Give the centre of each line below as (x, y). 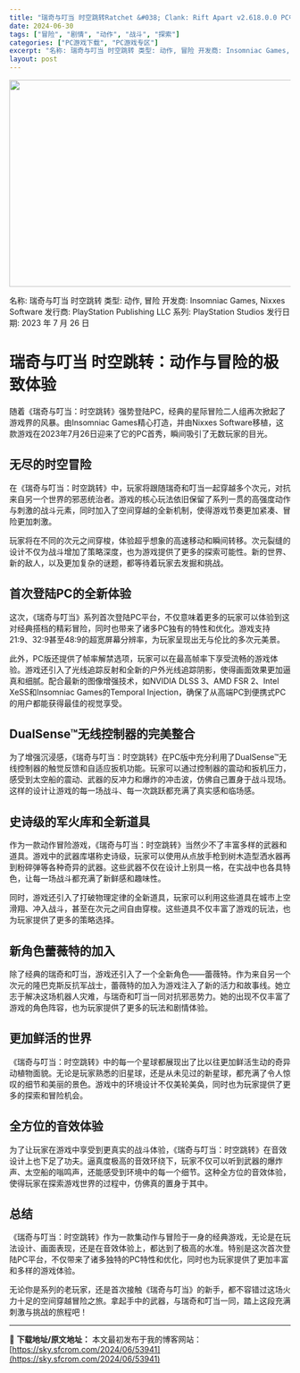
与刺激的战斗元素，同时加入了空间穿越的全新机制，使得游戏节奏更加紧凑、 (146, 510)
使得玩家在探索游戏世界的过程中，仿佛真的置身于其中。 (111, 1183)
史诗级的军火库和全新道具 (79, 821)
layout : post (33, 59)
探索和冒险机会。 (56, 1095)
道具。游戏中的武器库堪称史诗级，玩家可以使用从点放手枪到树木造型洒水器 (146, 857)
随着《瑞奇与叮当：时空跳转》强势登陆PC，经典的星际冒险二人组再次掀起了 (148, 411)
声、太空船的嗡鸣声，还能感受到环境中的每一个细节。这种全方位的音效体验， (150, 1172)
